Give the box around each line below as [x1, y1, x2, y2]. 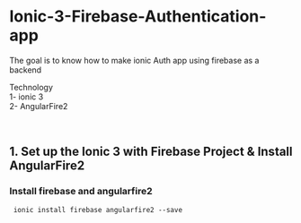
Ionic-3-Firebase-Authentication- [9, 6, 267, 27]
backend [9, 64, 42, 75]
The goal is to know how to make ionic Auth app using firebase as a [9, 55, 260, 65]
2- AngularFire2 [9, 100, 68, 111]
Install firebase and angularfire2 [9, 185, 153, 198]
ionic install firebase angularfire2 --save [13, 205, 182, 214]
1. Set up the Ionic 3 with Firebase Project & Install [9, 144, 293, 159]
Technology [9, 81, 54, 92]
